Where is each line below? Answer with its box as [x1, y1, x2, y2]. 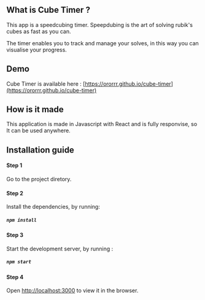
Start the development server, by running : [6, 245, 114, 252]
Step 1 [6, 162, 23, 169]
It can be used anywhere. [6, 127, 71, 134]
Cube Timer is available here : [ [6, 80, 85, 88]
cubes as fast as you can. [6, 28, 71, 35]
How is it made [6, 104, 64, 115]
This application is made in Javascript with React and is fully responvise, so [6, 121, 198, 128]
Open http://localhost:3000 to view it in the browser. [6, 287, 139, 294]
